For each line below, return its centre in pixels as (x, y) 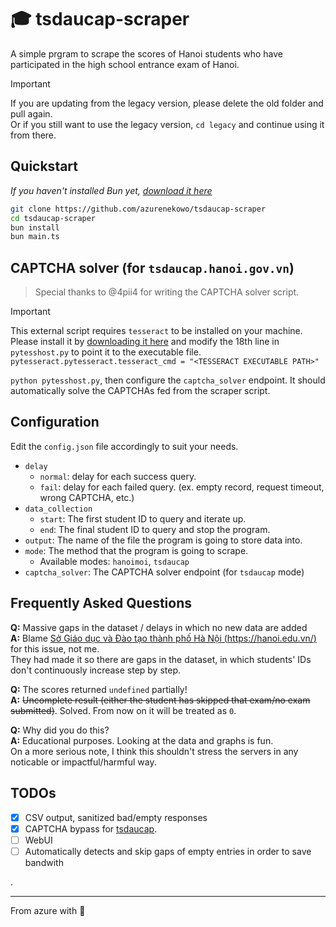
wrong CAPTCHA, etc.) (87, 497)
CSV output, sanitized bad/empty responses (116, 817)
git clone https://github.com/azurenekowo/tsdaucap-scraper (138, 209)
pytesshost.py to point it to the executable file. (106, 352)
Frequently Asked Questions (101, 603)
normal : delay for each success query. (118, 476)
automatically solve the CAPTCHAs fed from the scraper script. (140, 391)
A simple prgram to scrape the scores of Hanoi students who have (147, 53)
